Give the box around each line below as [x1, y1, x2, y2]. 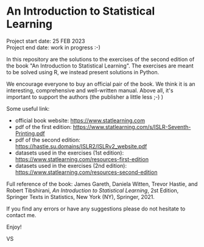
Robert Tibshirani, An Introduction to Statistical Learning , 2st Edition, [6, 187, 179, 194]
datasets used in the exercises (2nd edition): [15, 162, 127, 169]
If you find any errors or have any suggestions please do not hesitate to [6, 205, 186, 212]
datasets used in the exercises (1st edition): [15, 149, 124, 156]
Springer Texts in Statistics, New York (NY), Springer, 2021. [6, 193, 155, 200]
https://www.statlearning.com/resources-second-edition [15, 169, 158, 176]
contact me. [6, 211, 37, 218]
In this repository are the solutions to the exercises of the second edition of [6, 55, 195, 63]
